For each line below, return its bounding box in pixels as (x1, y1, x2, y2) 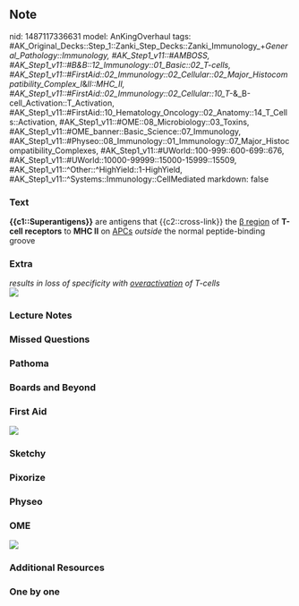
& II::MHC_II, (81, 78, 125, 89)
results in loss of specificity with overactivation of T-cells (9, 277, 221, 289)
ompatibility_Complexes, (9, 145, 98, 156)
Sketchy (9, 448, 47, 460)
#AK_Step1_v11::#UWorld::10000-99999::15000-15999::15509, (9, 154, 237, 165)
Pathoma (9, 357, 49, 370)
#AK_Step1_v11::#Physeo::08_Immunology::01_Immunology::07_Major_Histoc (9, 135, 290, 146)
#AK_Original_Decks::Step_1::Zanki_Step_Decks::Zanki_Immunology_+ (9, 40, 266, 51)
